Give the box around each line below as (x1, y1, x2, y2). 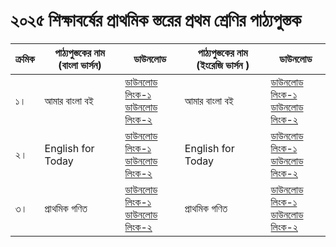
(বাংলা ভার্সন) (58, 58, 102, 72)
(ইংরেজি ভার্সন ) (196, 58, 250, 72)
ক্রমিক (15, 52, 35, 66)
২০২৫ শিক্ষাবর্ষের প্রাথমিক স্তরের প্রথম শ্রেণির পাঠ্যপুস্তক (10, 9, 302, 32)
